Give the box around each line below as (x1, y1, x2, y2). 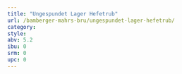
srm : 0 (7, 50, 27, 57)
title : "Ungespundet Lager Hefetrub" (7, 10, 119, 18)
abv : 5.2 (7, 37, 33, 44)
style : (7, 30, 27, 37)
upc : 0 (7, 56, 27, 63)
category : (7, 23, 37, 30)
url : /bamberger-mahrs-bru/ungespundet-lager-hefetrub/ (7, 17, 175, 24)
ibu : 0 (7, 43, 27, 50)
